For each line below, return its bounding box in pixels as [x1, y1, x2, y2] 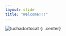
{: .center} [39, 25, 61, 31]
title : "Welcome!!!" [5, 12, 48, 17]
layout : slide [5, 7, 35, 12]
